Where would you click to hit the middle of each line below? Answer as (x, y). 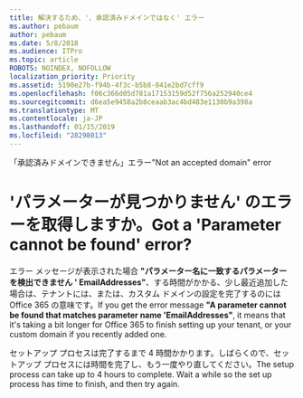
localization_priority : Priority (72, 77)
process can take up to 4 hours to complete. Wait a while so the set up (141, 374)
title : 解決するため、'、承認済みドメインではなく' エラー (107, 18)
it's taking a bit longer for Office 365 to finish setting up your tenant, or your (151, 324)
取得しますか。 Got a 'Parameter (161, 225)
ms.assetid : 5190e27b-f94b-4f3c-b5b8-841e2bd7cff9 (107, 85)
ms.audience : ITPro (46, 52)
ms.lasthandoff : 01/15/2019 (62, 128)
